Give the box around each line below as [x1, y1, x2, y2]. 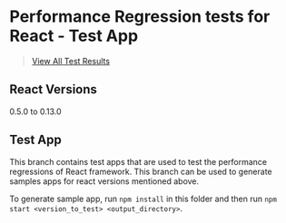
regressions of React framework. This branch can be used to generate [9, 166, 272, 177]
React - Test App [9, 25, 139, 46]
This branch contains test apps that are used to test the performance [9, 156, 268, 167]
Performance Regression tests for [9, 6, 271, 27]
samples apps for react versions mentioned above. [9, 175, 200, 187]
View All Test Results [31, 55, 111, 66]
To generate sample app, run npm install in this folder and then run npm [9, 193, 277, 204]
